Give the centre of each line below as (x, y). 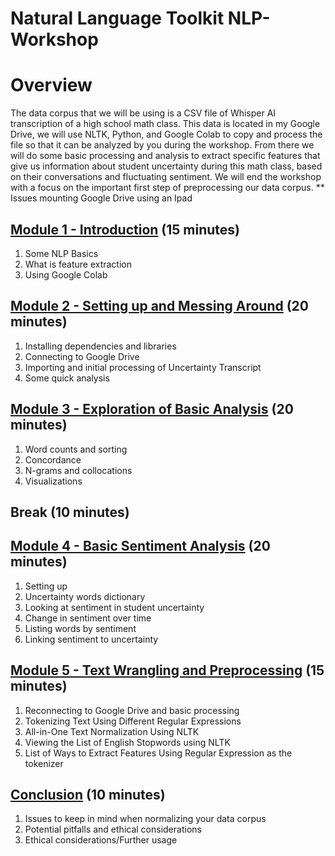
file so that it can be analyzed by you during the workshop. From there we (162, 145)
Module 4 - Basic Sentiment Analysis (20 (140, 546)
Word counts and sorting (76, 449)
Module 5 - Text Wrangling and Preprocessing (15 (167, 670)
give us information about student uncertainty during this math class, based (166, 166)
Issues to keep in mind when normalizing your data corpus (145, 819)
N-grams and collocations (78, 470)
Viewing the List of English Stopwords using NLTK (127, 742)
